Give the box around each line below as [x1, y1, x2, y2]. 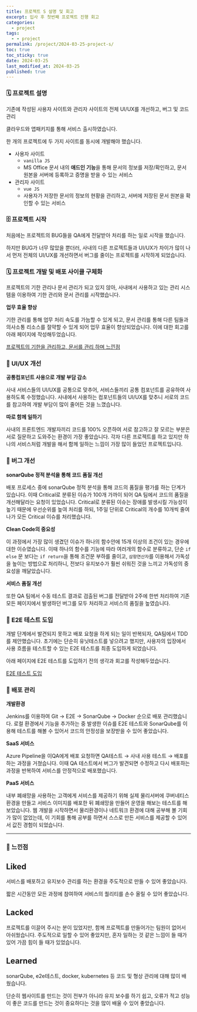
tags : [6, 31, 19, 36]
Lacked [6, 908, 33, 917]
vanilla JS [23, 158, 50, 164]
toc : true [6, 47, 30, 53]
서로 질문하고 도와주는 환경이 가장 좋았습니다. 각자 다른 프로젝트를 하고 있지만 [6, 433, 183, 440]
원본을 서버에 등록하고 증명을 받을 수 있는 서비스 [23, 171, 133, 178]
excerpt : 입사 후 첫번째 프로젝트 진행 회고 [6, 14, 100, 20]
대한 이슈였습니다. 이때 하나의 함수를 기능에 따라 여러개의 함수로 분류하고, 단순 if [6, 545, 191, 552]
